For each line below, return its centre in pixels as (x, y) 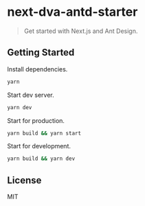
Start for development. (39, 146)
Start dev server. (31, 95)
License (24, 180)
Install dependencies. (37, 69)
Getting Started (41, 53)
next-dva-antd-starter (72, 12)
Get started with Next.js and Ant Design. (81, 31)
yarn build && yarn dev (41, 159)
